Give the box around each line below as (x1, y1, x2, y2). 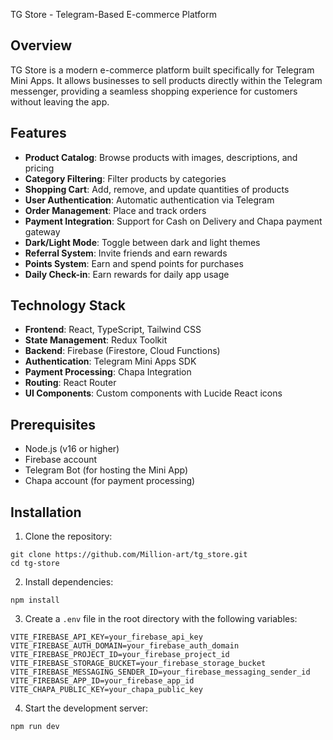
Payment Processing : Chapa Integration (24, 366, 192, 378)
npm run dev (10, 722, 60, 732)
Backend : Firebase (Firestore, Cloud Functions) (24, 345, 221, 357)
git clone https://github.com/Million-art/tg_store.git (10, 550, 248, 560)
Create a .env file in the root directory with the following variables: (24, 613, 298, 625)
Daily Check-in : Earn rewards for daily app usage (24, 268, 230, 280)
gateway (24, 225, 61, 238)
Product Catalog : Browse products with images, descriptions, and (24, 151, 298, 163)
